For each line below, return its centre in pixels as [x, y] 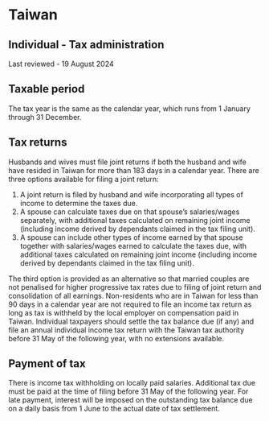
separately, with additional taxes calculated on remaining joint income [135, 220]
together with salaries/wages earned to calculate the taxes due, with [133, 246]
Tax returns [38, 142]
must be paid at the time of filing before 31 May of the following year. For [128, 391]
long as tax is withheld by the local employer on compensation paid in [124, 312]
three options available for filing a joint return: [84, 179]
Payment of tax [47, 364]
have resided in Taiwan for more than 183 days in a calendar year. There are [134, 170]
